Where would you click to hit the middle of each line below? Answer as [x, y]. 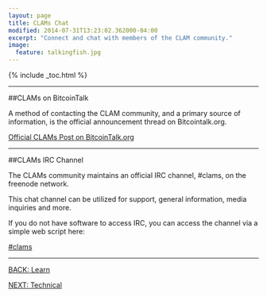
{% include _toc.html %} [48, 75]
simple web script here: [46, 231]
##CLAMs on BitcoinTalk [48, 98]
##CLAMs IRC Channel [46, 160]
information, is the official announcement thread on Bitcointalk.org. [118, 121]
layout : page [30, 15]
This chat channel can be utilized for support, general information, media [128, 199]
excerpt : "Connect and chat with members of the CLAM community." [120, 38]
